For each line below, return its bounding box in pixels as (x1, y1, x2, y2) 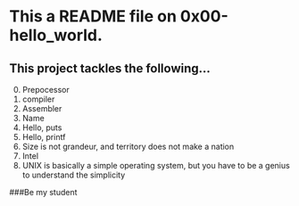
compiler (21, 94, 55, 104)
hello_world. (9, 25, 103, 45)
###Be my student (9, 187, 78, 197)
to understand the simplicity (21, 169, 126, 180)
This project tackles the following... (9, 61, 212, 76)
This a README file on (9, 6, 177, 27)
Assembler (21, 103, 62, 113)
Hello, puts (21, 122, 62, 133)
